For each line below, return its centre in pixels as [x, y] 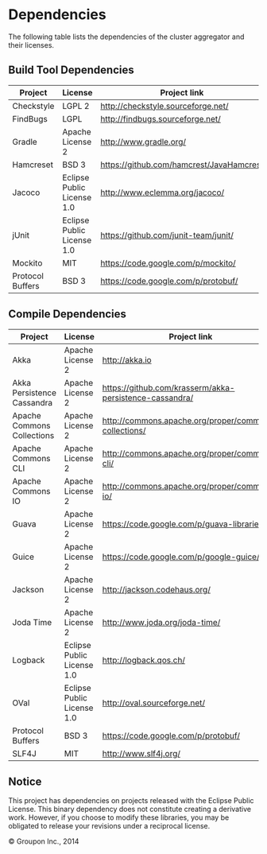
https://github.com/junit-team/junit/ [167, 235]
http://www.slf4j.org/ [141, 753]
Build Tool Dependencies [71, 70]
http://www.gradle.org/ [143, 142]
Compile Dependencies [68, 314]
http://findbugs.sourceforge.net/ [161, 118]
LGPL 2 [76, 106]
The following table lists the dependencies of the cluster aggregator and [126, 37]
